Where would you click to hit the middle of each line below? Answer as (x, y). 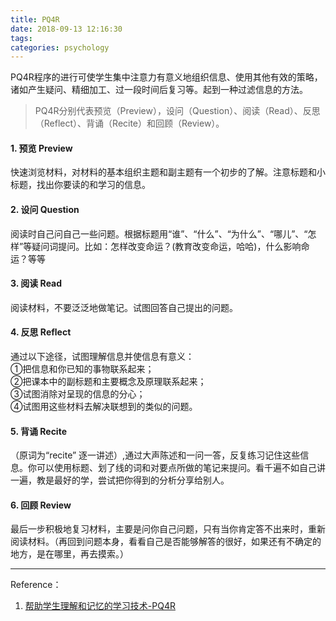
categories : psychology (60, 47)
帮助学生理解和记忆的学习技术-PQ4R (100, 606)
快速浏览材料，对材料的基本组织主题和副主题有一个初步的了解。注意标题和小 (168, 172)
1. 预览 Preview (41, 148)
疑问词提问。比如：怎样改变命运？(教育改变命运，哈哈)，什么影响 (166, 246)
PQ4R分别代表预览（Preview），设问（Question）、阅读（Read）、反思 (177, 111)
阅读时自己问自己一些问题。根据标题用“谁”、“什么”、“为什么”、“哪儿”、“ (159, 233)
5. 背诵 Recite (38, 431)
